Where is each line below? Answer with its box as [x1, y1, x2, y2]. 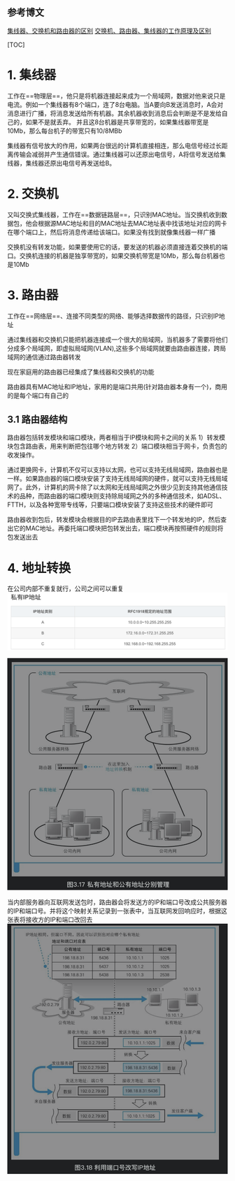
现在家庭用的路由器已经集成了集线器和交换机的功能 [7, 368, 155, 376]
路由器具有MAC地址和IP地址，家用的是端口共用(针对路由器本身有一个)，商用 [7, 382, 227, 391]
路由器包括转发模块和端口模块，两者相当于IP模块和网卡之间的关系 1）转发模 [7, 433, 226, 442]
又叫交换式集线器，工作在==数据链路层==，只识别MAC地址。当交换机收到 [7, 210, 222, 219]
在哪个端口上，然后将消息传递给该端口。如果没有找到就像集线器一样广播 [7, 228, 215, 236]
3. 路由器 [7, 287, 59, 303]
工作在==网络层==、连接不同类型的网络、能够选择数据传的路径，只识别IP [7, 312, 219, 320]
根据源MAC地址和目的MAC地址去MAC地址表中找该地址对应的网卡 [37, 219, 227, 227]
